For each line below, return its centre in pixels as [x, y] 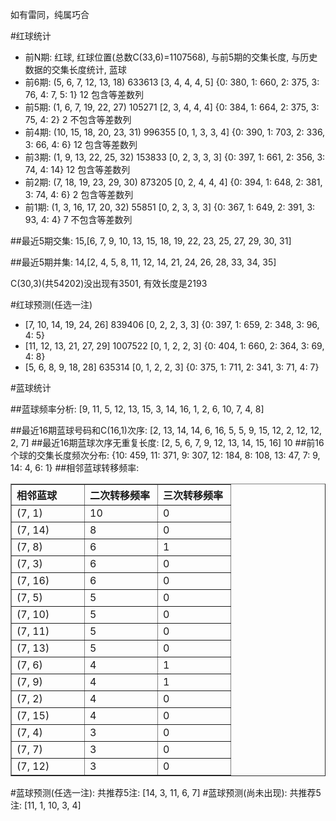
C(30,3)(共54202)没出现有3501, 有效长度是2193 [109, 283]
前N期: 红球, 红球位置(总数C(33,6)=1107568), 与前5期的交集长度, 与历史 [171, 57]
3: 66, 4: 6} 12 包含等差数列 [81, 144]
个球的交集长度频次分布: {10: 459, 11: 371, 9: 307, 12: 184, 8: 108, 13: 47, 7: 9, [165, 455]
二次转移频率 [120, 495]
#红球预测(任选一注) [51, 304]
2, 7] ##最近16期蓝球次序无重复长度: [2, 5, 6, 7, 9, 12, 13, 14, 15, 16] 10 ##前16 [167, 442]
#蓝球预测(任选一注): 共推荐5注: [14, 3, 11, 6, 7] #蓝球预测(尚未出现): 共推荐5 [166, 792]
